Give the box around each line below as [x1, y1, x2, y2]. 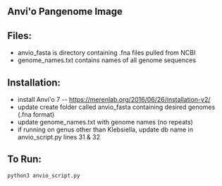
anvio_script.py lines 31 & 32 [17, 133, 101, 141]
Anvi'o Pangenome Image [7, 6, 123, 18]
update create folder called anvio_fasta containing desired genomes [17, 103, 216, 112]
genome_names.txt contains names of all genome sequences [17, 56, 196, 64]
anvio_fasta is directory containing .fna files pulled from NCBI [17, 49, 196, 57]
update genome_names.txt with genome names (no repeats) [17, 118, 194, 127]
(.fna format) [17, 110, 55, 119]
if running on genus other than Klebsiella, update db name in [17, 125, 194, 134]
